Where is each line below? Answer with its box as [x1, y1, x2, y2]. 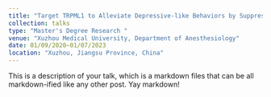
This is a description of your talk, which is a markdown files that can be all [8, 71, 254, 80]
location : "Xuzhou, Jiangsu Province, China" [8, 49, 164, 57]
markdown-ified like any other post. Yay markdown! [8, 79, 180, 89]
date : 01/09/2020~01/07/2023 [8, 42, 106, 50]
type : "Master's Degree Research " [8, 26, 128, 34]
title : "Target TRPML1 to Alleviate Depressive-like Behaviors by [8, 11, 236, 20]
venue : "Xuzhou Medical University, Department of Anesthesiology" [8, 34, 240, 42]
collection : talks [8, 19, 70, 27]
